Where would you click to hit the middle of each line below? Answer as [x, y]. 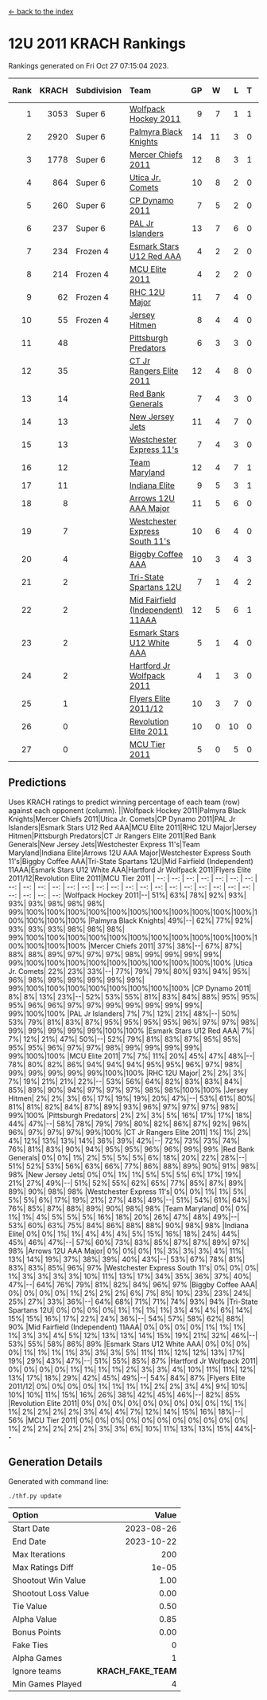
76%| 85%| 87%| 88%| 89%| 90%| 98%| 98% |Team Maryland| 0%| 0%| [129, 1208]
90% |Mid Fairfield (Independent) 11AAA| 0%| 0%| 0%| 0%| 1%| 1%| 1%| [127, 1327]
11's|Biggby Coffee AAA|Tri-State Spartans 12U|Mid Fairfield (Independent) [131, 861]
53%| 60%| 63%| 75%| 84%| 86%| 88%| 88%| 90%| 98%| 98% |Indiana [128, 1225]
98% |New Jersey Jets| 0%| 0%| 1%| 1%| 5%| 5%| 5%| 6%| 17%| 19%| [125, 1174]
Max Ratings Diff [43, 1567]
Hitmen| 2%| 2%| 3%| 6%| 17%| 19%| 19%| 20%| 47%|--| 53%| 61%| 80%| [132, 1098]
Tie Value [30, 1606]
